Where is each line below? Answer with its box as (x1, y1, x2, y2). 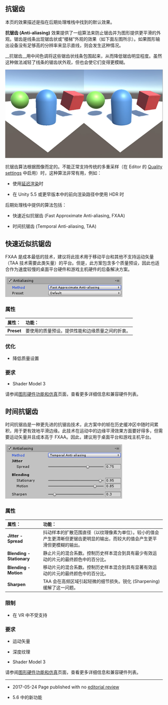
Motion (7, 570, 22, 576)
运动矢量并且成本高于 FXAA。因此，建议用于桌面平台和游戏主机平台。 (9, 434, 154, 440)
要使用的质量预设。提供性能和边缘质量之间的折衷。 (25, 328, 131, 334)
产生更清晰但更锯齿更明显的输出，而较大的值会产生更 (42, 536, 152, 542)
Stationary (7, 555, 30, 561)
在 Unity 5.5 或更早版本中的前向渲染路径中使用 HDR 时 (12, 191, 124, 197)
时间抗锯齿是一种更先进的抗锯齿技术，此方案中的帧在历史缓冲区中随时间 (5, 421, 154, 428)
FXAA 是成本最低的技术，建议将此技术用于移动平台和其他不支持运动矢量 (5, 254, 154, 260)
